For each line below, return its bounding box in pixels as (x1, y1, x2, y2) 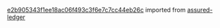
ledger (7, 13, 26, 21)
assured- (187, 6, 213, 14)
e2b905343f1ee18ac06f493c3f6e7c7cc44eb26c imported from (7, 6, 186, 14)
